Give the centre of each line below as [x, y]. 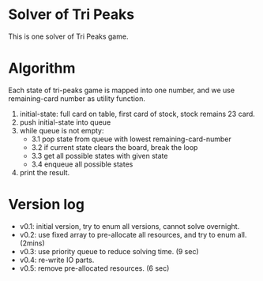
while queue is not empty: [62, 130]
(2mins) [32, 243]
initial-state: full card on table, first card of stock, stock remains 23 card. [137, 114]
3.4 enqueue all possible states [82, 164]
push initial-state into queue [65, 122]
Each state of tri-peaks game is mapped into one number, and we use [122, 90]
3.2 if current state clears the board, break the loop [115, 147]
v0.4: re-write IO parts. [57, 260]
